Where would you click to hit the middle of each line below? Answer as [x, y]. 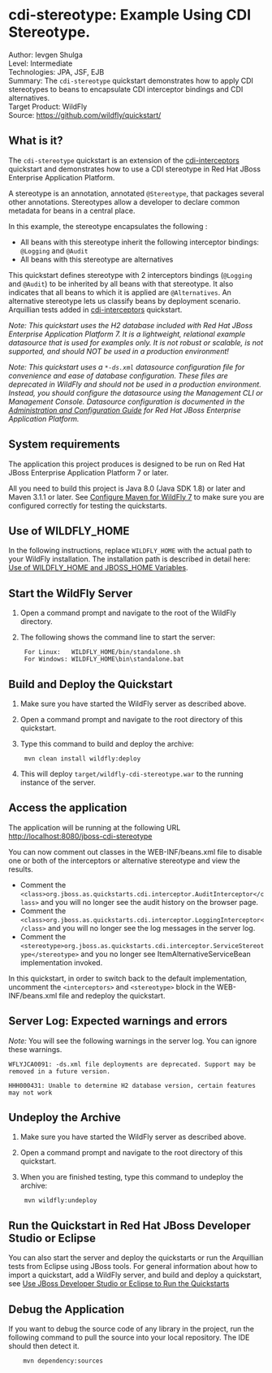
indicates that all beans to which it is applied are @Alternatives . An [120, 292]
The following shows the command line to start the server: [117, 637]
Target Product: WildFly [48, 106]
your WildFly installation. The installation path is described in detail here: [130, 559]
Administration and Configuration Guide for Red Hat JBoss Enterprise [125, 410]
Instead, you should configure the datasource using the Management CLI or [136, 392]
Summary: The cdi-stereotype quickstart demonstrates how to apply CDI [131, 80]
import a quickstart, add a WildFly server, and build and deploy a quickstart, [135, 1275]
